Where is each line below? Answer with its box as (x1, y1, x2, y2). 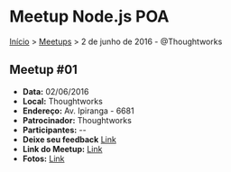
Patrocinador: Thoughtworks (22, 114, 133, 125)
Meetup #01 (9, 62, 79, 77)
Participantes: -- (22, 124, 88, 135)
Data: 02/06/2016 (22, 86, 89, 96)
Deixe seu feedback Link (22, 133, 117, 145)
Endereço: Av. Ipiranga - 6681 (22, 105, 134, 116)
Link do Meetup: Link (22, 143, 103, 154)
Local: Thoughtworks (22, 95, 104, 106)
